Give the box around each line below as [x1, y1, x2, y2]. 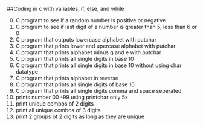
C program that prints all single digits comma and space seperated [15, 87, 182, 94]
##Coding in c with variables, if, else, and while [7, 5, 124, 12]
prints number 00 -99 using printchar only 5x [15, 93, 129, 101]
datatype [15, 68, 39, 75]
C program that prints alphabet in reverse [15, 75, 118, 81]
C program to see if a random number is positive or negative [15, 17, 166, 24]
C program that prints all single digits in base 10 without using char [15, 61, 182, 69]
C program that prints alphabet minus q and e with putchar [15, 49, 162, 56]
